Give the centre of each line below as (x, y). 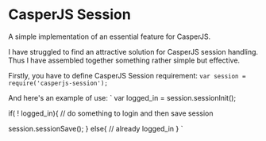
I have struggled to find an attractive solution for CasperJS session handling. (133, 51)
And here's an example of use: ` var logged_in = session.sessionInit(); (122, 97)
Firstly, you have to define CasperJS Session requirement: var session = (127, 75)
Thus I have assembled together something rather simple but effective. (124, 60)
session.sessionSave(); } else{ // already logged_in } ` (96, 128)
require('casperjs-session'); (58, 83)
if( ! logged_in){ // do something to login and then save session (111, 113)
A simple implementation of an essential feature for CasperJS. (110, 36)
